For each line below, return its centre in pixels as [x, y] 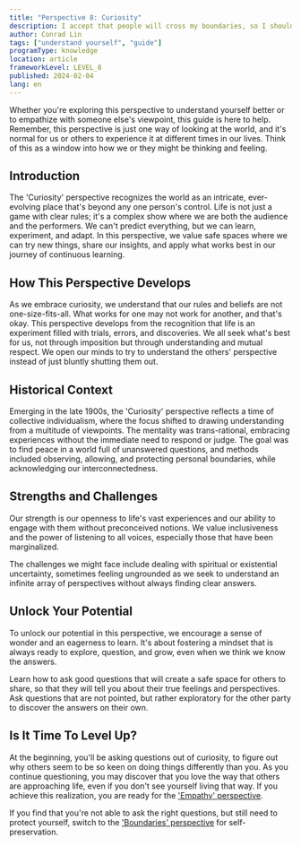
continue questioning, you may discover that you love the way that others [145, 776]
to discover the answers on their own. [79, 707]
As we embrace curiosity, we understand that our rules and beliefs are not [146, 305]
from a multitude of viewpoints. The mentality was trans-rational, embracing [150, 430]
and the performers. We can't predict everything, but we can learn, [133, 226]
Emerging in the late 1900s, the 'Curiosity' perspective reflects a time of [142, 411]
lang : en [26, 84]
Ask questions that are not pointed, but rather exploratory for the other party [150, 698]
